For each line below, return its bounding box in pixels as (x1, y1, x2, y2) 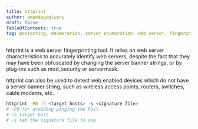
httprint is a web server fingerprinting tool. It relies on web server (6, 47, 164, 54)
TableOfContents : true (6, 25, 62, 31)
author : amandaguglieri (6, 14, 65, 20)
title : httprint (6, 8, 46, 15)
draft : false (6, 19, 38, 25)
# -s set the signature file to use (6, 117, 96, 123)
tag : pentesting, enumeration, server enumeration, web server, (6, 31, 167, 37)
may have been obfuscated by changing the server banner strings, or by (6, 59, 182, 67)
